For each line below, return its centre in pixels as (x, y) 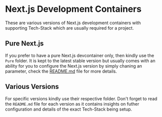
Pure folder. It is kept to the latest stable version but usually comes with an (80, 61)
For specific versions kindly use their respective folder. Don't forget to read (81, 98)
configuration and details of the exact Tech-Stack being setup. (69, 109)
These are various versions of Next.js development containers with (73, 23)
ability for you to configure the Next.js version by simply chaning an (74, 66)
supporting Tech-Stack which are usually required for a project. (69, 28)
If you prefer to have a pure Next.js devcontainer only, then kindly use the (80, 55)
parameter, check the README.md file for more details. (61, 71)
